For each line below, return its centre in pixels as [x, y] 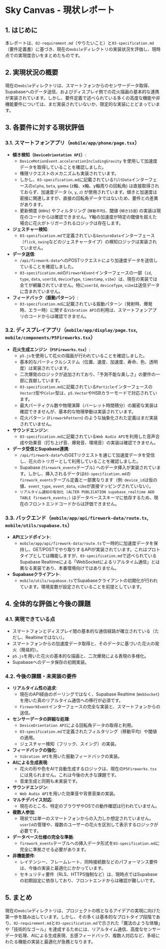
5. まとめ [19, 898]
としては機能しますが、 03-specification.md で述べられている [95, 556]
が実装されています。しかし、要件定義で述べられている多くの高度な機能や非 [83, 98]
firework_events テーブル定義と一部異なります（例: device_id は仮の [88, 479]
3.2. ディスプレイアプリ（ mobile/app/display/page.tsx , [71, 330]
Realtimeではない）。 [46, 637]
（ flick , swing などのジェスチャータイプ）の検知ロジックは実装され [88, 241]
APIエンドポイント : [32, 537]
